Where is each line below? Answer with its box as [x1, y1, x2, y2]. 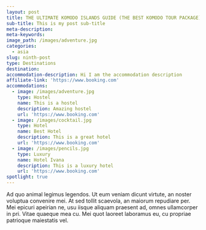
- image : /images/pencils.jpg [12, 145, 89, 152]
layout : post [6, 9, 40, 15]
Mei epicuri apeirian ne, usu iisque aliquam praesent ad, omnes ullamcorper [6, 204, 198, 211]
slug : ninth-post [6, 54, 51, 61]
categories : [6, 43, 37, 50]
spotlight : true [6, 174, 48, 180]
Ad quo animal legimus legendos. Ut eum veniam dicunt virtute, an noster [6, 191, 192, 198]
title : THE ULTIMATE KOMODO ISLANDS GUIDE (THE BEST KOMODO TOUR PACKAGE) [6, 15, 202, 21]
